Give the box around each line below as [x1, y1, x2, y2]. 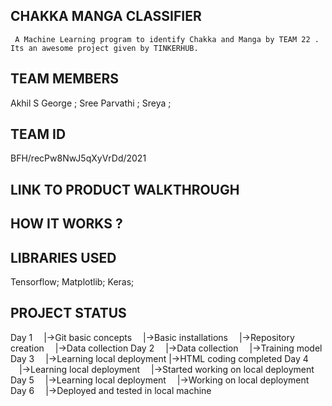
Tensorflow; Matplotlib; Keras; [10, 276, 135, 288]
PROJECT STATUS [10, 305, 127, 322]
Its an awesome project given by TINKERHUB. [10, 43, 199, 53]
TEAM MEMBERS [10, 70, 120, 88]
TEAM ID [10, 126, 67, 143]
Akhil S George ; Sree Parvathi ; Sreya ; [10, 97, 172, 109]
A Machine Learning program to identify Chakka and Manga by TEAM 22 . [14, 34, 320, 44]
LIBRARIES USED [10, 249, 117, 266]
